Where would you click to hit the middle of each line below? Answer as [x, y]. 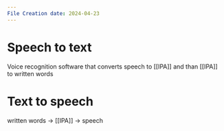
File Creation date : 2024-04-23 [53, 13]
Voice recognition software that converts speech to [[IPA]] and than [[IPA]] [112, 67]
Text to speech [51, 101]
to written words [30, 73]
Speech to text [49, 47]
